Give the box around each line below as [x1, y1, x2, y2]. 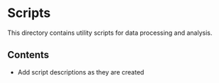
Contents [7, 49, 50, 61]
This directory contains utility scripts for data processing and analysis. [7, 28, 213, 37]
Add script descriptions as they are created [17, 67, 145, 76]
